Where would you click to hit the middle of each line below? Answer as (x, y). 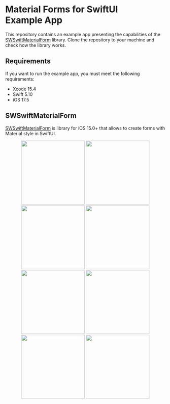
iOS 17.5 (21, 99)
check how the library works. (36, 45)
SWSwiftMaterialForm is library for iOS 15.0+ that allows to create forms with (85, 128)
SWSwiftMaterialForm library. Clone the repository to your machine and (80, 40)
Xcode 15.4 (24, 89)
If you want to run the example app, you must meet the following (73, 73)
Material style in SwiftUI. (31, 133)
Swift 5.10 (23, 94)
